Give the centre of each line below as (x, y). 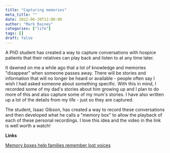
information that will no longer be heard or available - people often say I (80, 78)
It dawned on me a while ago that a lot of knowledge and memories (76, 67)
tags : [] (14, 33)
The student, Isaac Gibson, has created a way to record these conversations (85, 110)
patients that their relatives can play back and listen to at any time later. (80, 58)
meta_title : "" (21, 15)
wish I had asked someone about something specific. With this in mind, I (81, 83)
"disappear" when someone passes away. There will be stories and (76, 73)
